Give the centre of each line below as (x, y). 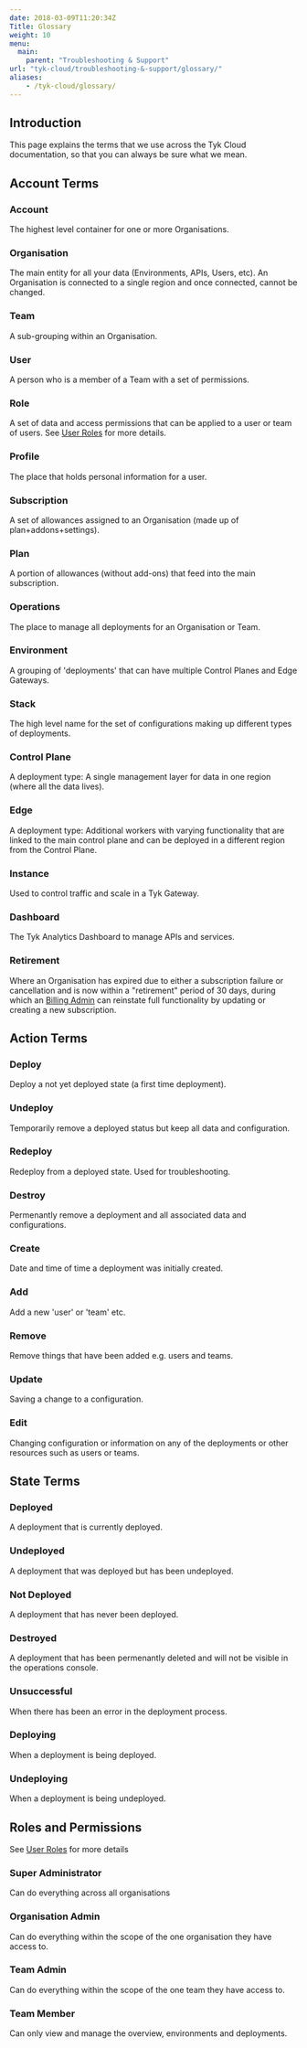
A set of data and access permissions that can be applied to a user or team (151, 423)
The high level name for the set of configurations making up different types (151, 724)
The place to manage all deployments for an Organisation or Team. (135, 626)
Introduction (46, 123)
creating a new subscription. (63, 1009)
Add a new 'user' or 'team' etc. (68, 1312)
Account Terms (54, 183)
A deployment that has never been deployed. (94, 1614)
